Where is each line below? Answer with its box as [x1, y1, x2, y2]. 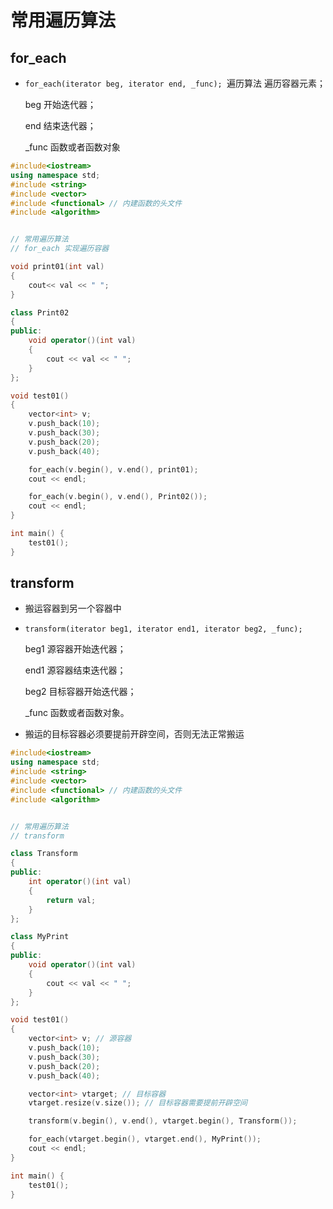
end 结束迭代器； [24, 120, 97, 131]
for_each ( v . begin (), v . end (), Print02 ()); [28, 492, 208, 502]
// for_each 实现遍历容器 [10, 244, 110, 254]
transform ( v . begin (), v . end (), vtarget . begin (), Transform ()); [28, 1116, 298, 1126]
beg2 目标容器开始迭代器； [24, 686, 137, 698]
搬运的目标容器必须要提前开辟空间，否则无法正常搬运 [24, 728, 245, 740]
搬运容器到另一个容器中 [24, 602, 122, 615]
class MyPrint [10, 932, 70, 942]
